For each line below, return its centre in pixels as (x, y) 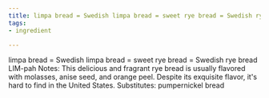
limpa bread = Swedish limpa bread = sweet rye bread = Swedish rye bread (133, 60)
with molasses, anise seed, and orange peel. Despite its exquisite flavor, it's (133, 77)
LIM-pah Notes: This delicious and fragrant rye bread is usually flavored (127, 69)
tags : (17, 23)
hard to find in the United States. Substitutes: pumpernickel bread (116, 85)
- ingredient (30, 30)
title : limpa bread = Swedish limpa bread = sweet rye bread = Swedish (130, 16)
